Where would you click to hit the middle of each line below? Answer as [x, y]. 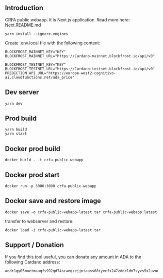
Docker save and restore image [53, 201]
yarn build [16, 130]
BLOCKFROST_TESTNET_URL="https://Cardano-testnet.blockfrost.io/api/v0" [80, 69]
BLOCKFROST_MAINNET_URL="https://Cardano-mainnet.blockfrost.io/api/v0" [80, 56]
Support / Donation [34, 245]
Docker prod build [33, 149]
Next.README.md [23, 25]
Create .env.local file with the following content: [53, 43]
